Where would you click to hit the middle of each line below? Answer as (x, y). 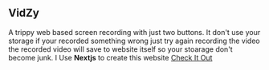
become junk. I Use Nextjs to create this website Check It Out (110, 57)
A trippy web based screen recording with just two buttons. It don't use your (134, 32)
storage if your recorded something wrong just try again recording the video (134, 41)
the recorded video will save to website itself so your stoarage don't (120, 49)
